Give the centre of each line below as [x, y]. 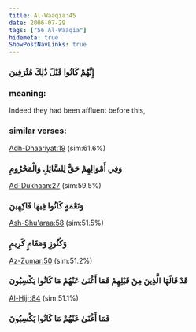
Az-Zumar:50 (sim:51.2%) [51, 260]
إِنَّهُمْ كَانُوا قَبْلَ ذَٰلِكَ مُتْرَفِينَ [52, 72]
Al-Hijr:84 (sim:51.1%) [44, 298]
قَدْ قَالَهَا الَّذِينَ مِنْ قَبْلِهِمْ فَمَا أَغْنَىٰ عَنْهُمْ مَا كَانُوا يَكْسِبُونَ [98, 281]
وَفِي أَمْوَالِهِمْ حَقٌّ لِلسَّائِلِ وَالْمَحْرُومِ [66, 168]
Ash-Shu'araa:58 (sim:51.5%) [57, 223]
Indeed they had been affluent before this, [77, 110]
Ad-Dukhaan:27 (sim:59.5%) [55, 185]
